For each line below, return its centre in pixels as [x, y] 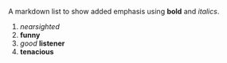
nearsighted [39, 26]
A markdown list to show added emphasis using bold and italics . [114, 11]
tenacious [37, 52]
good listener [42, 43]
